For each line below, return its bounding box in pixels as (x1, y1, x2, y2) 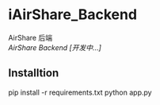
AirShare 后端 (8, 33, 53, 42)
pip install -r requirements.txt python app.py (8, 87, 152, 97)
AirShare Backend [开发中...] (8, 42, 101, 52)
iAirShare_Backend (8, 6, 137, 24)
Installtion (8, 66, 59, 80)
